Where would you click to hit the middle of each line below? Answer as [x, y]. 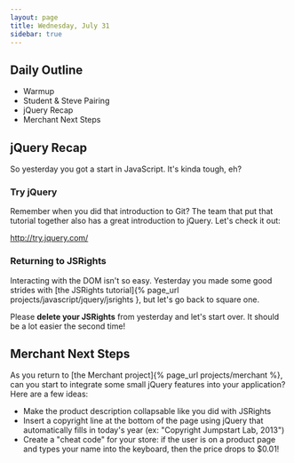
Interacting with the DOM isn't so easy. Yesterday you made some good [141, 280]
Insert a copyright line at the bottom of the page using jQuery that [143, 421]
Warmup [39, 92]
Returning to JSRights [59, 261]
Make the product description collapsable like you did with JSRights [147, 411]
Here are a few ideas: [49, 394]
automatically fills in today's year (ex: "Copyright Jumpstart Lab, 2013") [154, 430]
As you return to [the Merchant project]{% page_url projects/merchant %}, [147, 375]
